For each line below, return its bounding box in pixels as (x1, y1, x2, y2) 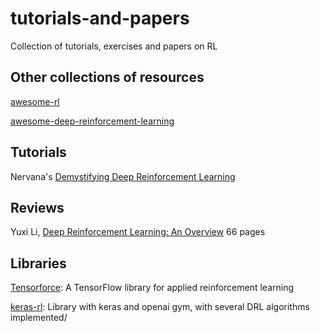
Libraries (10, 255, 67, 272)
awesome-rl (10, 95, 60, 107)
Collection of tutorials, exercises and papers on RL (10, 40, 218, 52)
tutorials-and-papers (10, 7, 190, 30)
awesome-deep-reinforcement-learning (10, 115, 175, 127)
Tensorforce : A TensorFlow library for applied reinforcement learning (10, 282, 295, 294)
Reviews (10, 199, 65, 216)
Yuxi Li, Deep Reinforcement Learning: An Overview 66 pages (10, 226, 266, 238)
